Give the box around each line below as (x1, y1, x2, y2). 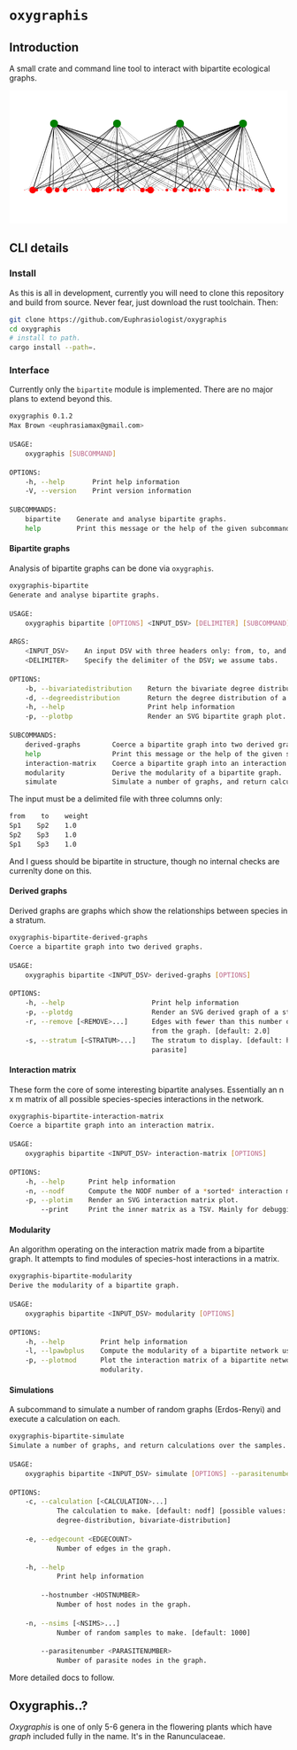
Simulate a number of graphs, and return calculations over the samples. (9, 1441, 287, 1450)
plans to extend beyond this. (9, 394, 113, 404)
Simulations (9, 1384, 55, 1395)
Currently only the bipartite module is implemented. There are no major (9, 384, 274, 395)
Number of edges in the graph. (56, 1543, 172, 1553)
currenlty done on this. (9, 865, 93, 876)
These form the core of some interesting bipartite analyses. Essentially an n (9, 1084, 285, 1095)
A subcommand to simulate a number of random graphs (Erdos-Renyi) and (9, 1404, 281, 1415)
